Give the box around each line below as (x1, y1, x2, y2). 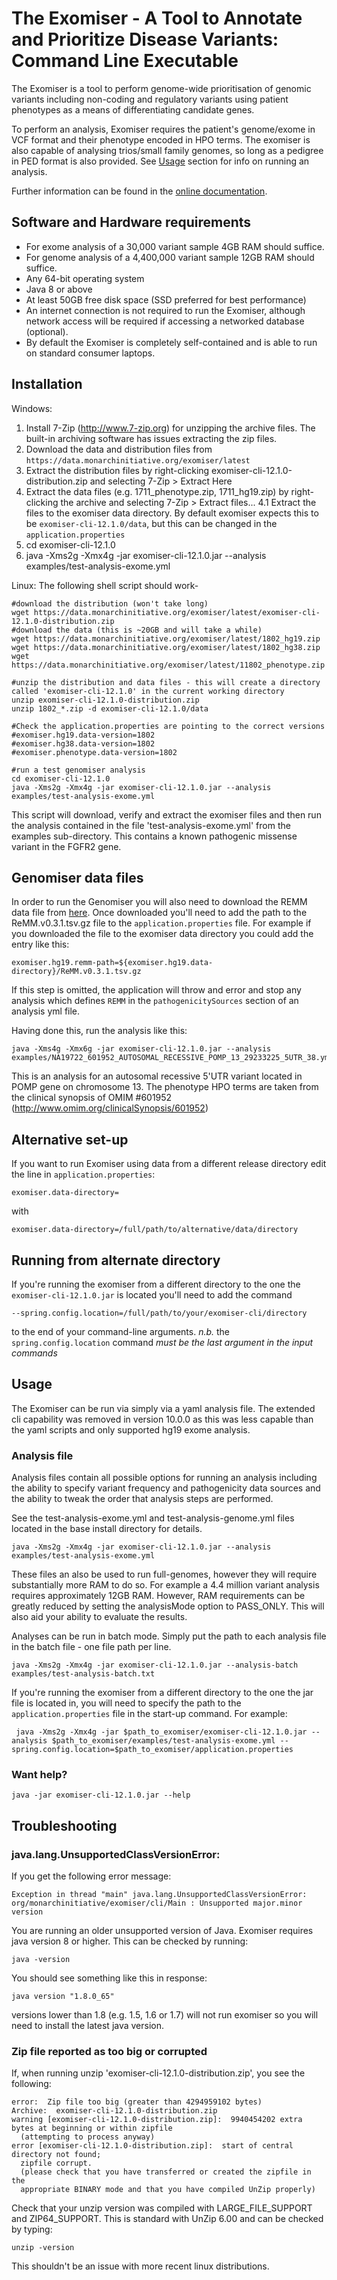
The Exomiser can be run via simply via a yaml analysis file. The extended (11, 1402, 316, 1414)
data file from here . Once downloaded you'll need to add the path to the (11, 907, 308, 919)
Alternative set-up (11, 1131, 129, 1148)
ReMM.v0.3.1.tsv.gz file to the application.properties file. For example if (11, 917, 312, 929)
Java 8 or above (25, 283, 93, 295)
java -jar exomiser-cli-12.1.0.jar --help (11, 1790, 191, 1801)
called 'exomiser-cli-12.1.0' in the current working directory (11, 686, 285, 696)
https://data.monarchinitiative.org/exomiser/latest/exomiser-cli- (33, 607, 321, 617)
